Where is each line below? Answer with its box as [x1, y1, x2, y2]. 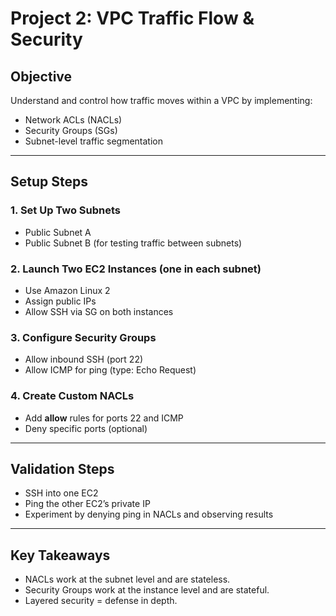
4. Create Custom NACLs [10, 389, 135, 403]
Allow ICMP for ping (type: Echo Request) [24, 364, 197, 376]
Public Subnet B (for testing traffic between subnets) [24, 237, 243, 249]
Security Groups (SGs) [24, 125, 118, 136]
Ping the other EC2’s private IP [24, 498, 151, 510]
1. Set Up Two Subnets [10, 203, 122, 217]
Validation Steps [10, 460, 115, 477]
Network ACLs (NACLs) [24, 114, 123, 126]
